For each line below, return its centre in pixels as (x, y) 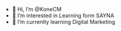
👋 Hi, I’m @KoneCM (37, 9)
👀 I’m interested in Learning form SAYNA (63, 15)
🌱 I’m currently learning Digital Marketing (64, 22)
